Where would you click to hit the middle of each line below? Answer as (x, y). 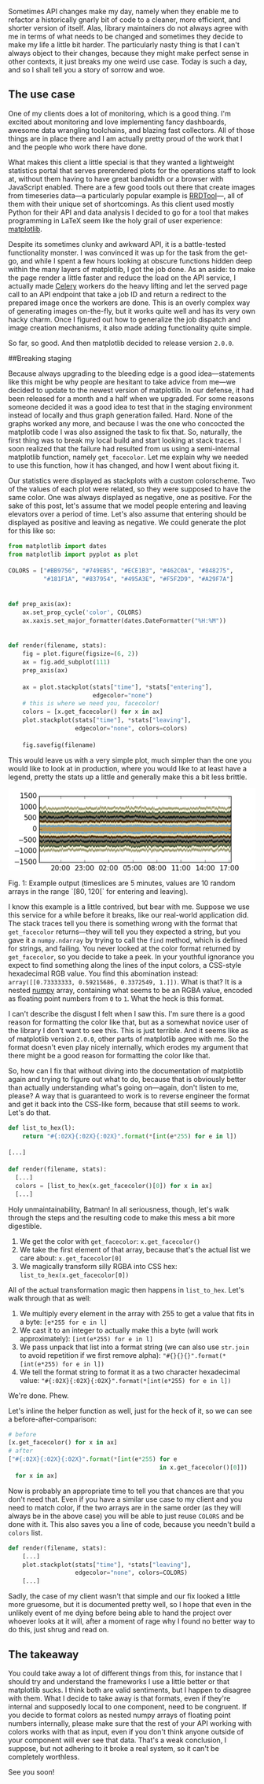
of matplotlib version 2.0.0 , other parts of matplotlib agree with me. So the (128, 1039)
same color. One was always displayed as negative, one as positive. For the (130, 497)
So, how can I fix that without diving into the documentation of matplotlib (126, 1070)
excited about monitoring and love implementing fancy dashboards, (117, 122)
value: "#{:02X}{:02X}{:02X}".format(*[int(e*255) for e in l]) (125, 1380)
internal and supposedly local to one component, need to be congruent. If (128, 1707)
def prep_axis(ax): (40, 604)
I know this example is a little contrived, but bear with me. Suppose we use (129, 907)
